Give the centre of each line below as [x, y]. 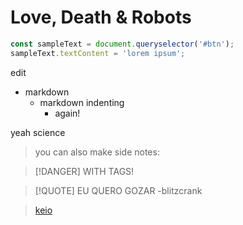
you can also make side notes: [97, 152]
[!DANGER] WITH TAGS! [84, 171]
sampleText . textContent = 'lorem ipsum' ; [98, 53]
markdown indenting [82, 102]
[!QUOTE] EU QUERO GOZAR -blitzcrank [118, 190]
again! [67, 113]
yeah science [38, 132]
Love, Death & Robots [101, 17]
